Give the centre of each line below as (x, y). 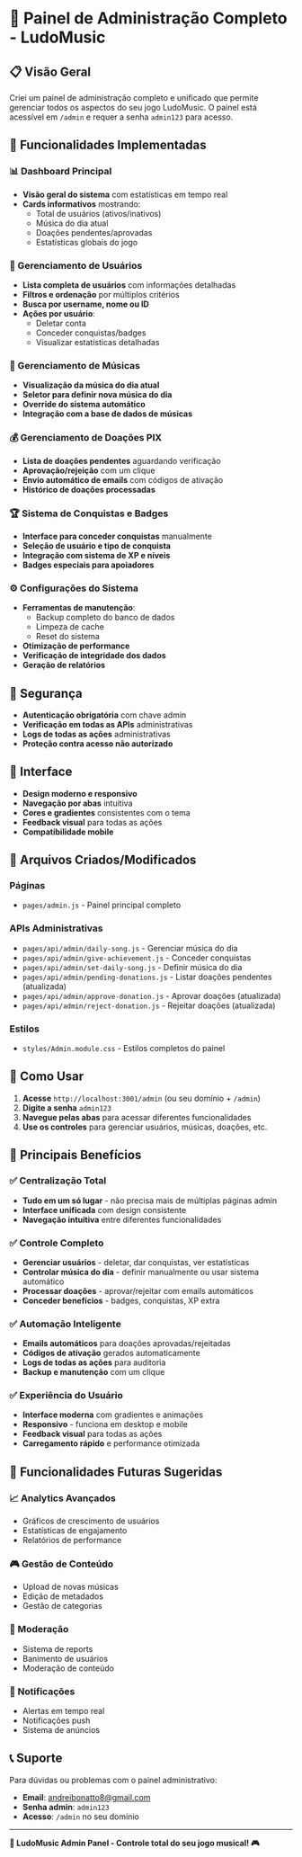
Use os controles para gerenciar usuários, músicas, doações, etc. (145, 1127)
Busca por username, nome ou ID (86, 304)
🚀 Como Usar (47, 1077)
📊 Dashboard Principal (61, 172)
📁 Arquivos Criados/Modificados (103, 860)
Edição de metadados (62, 1596)
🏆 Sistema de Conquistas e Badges (89, 513)
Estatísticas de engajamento (75, 1531)
